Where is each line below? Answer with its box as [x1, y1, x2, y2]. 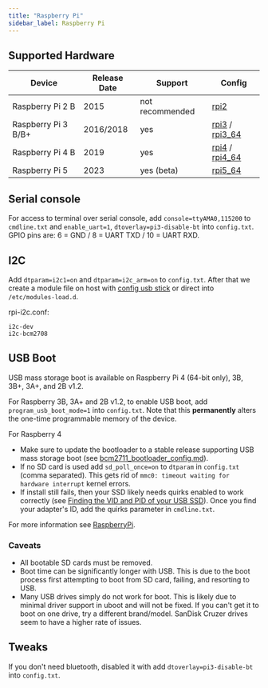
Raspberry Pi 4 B [12, 147, 76, 158]
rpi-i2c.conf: [8, 307, 49, 317]
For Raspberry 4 [8, 429, 62, 438]
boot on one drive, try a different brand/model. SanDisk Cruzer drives [19, 609, 249, 618]
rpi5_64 [211, 165, 242, 176]
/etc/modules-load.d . [8, 291, 79, 301]
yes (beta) [140, 165, 179, 176]
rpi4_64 [211, 152, 242, 163]
